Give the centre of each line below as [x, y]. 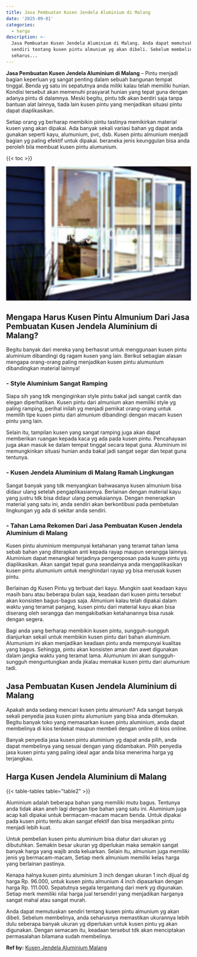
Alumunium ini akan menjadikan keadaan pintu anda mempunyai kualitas [94, 643]
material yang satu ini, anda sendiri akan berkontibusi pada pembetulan [92, 504]
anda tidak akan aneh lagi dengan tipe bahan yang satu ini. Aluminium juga [96, 809]
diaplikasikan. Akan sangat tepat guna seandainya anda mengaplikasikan [94, 564]
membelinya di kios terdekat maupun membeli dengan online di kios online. [97, 728]
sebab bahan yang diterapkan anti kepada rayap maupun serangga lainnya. [97, 552]
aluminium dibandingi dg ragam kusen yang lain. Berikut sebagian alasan [94, 356]
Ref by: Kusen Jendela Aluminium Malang [57, 948]
